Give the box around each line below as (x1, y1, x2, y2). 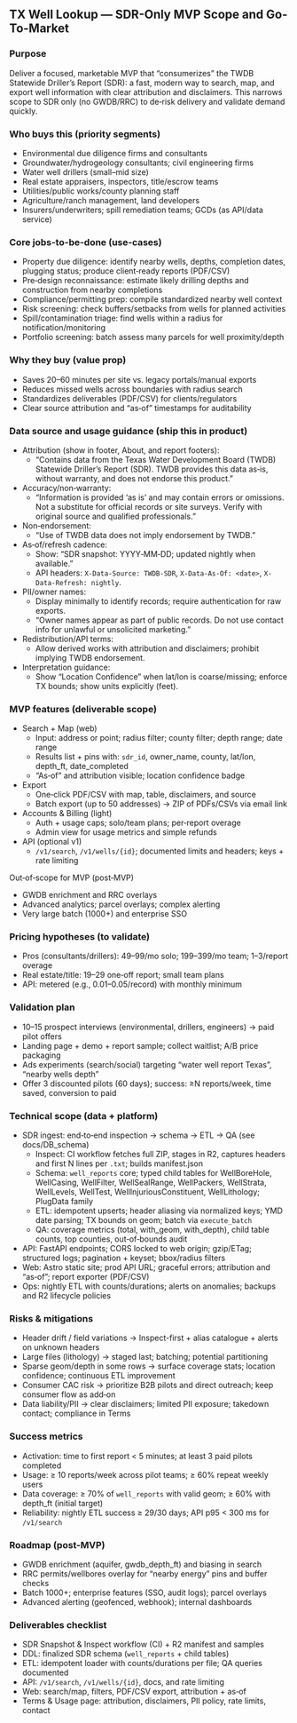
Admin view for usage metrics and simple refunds (35, 827, 217, 838)
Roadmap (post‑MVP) (9, 1538, 106, 1551)
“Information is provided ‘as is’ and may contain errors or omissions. (35, 492, 285, 503)
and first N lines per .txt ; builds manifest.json (35, 1158, 204, 1169)
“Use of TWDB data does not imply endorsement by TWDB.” (35, 529, 256, 540)
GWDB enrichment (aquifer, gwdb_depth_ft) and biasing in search (21, 1559, 262, 1569)
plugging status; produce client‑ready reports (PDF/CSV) (21, 266, 231, 276)
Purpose (9, 48, 47, 60)
